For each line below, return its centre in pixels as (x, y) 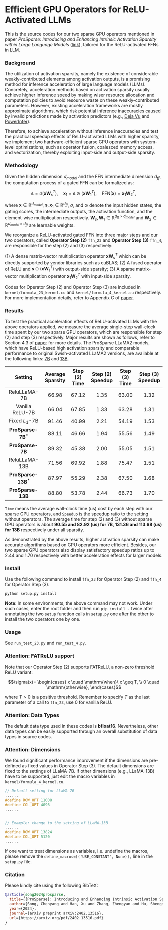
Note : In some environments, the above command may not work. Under (79, 603)
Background (20, 63)
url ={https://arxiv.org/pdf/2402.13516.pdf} (57, 918)
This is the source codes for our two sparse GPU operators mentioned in (80, 34)
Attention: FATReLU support (40, 656)
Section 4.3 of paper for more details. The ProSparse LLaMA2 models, (77, 343)
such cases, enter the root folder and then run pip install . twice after (79, 609)
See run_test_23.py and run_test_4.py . (46, 643)
